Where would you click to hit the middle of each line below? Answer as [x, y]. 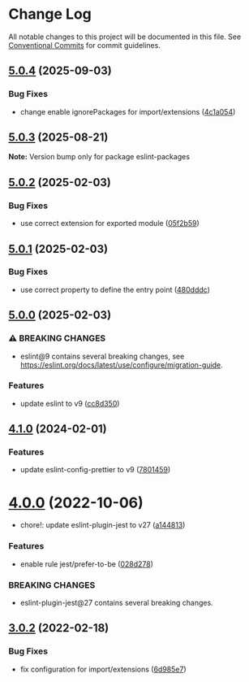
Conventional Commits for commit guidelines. [84, 45]
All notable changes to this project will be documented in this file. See [125, 37]
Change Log [50, 14]
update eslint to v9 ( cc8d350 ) [70, 403]
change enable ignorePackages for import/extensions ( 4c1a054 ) [128, 111]
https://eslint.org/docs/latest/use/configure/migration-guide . [121, 365]
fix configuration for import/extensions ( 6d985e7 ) [103, 669]
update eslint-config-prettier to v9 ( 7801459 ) [95, 470]
